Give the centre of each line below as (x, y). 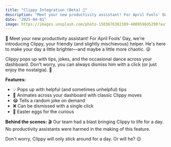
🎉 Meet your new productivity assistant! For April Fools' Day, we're (75, 39)
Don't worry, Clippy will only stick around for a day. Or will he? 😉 (73, 139)
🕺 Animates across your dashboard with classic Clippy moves (77, 95)
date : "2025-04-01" (26, 19)
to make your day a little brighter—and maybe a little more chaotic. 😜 (78, 49)
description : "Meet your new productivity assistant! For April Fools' (83, 15)
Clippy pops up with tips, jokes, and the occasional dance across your (79, 59)
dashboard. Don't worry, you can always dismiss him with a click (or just (81, 64)
